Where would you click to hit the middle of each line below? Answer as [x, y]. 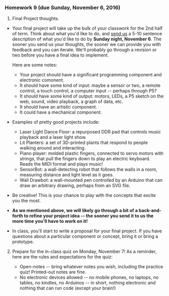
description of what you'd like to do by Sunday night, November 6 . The [87, 39]
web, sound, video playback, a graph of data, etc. [71, 102]
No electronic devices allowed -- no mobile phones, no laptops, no [89, 277]
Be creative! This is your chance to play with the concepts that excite [84, 195]
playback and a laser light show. [53, 137]
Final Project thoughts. [35, 19]
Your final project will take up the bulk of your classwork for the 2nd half [87, 28]
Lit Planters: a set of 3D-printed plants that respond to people [83, 142]
